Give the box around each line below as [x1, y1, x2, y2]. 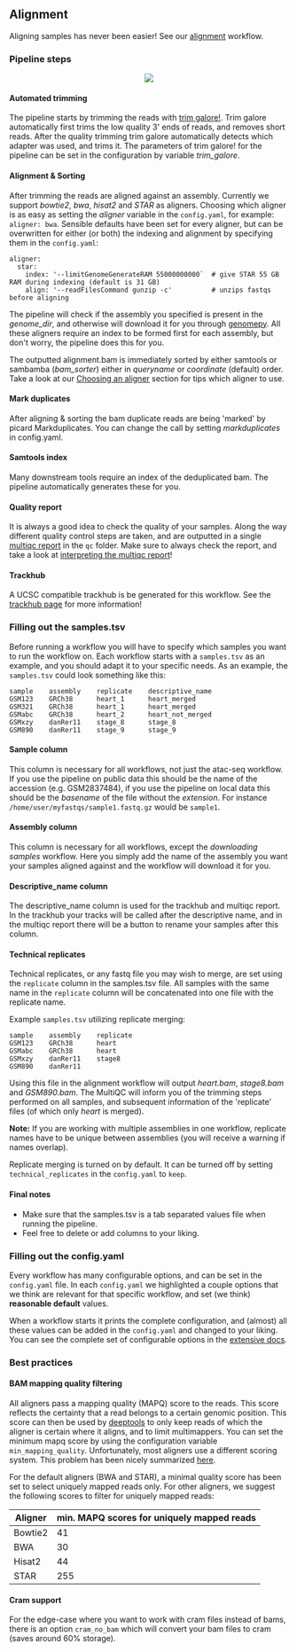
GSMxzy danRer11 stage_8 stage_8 [9, 717, 176, 726]
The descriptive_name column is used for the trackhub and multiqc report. [9, 900, 281, 912]
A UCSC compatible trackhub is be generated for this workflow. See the [9, 590, 272, 600]
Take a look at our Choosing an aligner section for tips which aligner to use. [9, 372, 285, 384]
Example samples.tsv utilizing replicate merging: [9, 1014, 186, 1025]
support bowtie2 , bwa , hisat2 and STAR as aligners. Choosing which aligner [9, 200, 286, 210]
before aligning [9, 293, 69, 302]
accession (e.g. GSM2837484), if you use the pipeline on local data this [9, 782, 270, 793]
